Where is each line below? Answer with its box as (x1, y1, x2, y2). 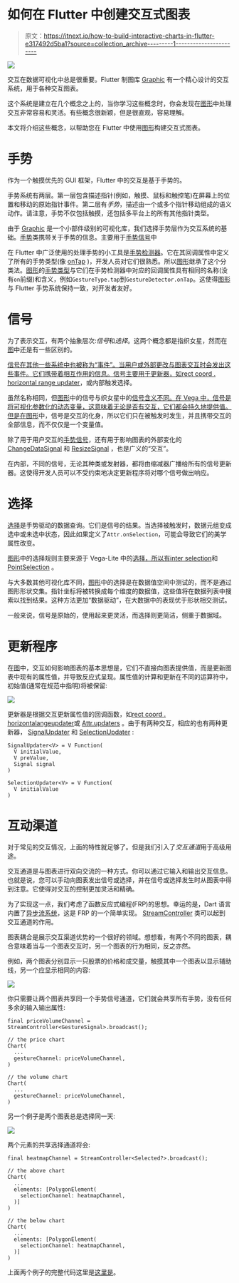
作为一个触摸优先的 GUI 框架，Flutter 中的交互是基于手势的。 (7, 175, 186, 184)
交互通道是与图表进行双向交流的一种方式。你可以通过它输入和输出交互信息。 (7, 867, 232, 875)
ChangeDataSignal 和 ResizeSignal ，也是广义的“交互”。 (7, 444, 173, 453)
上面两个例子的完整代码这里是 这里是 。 (7, 1267, 119, 1277)
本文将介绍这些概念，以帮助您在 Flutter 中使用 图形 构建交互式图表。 (7, 123, 205, 132)
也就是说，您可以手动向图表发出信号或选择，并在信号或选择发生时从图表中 (7, 875, 225, 884)
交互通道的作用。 (7, 917, 58, 926)
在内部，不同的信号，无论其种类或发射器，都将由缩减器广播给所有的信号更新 (7, 459, 232, 468)
